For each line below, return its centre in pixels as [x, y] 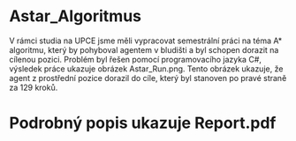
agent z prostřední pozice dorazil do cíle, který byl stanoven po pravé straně [148, 78]
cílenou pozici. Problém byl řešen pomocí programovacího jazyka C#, [136, 59]
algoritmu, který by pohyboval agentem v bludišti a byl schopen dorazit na [144, 49]
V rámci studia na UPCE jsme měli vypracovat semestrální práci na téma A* [146, 41]
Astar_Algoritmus [76, 16]
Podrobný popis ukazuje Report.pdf [143, 123]
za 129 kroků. [34, 87]
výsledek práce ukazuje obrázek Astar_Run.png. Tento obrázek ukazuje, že [146, 69]
